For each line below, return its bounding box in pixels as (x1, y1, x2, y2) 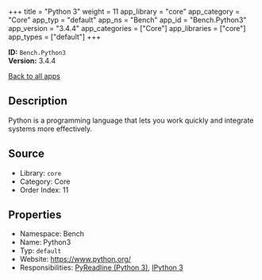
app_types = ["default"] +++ (8, 32, 102, 41)
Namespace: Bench (19, 229, 85, 239)
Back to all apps (8, 72, 61, 80)
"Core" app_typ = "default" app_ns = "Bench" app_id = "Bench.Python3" (8, 15, 247, 25)
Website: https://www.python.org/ (19, 255, 131, 264)
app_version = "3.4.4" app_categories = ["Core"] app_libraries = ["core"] (8, 24, 246, 33)
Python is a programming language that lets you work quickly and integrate (8, 115, 254, 125)
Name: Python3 (19, 238, 71, 247)
